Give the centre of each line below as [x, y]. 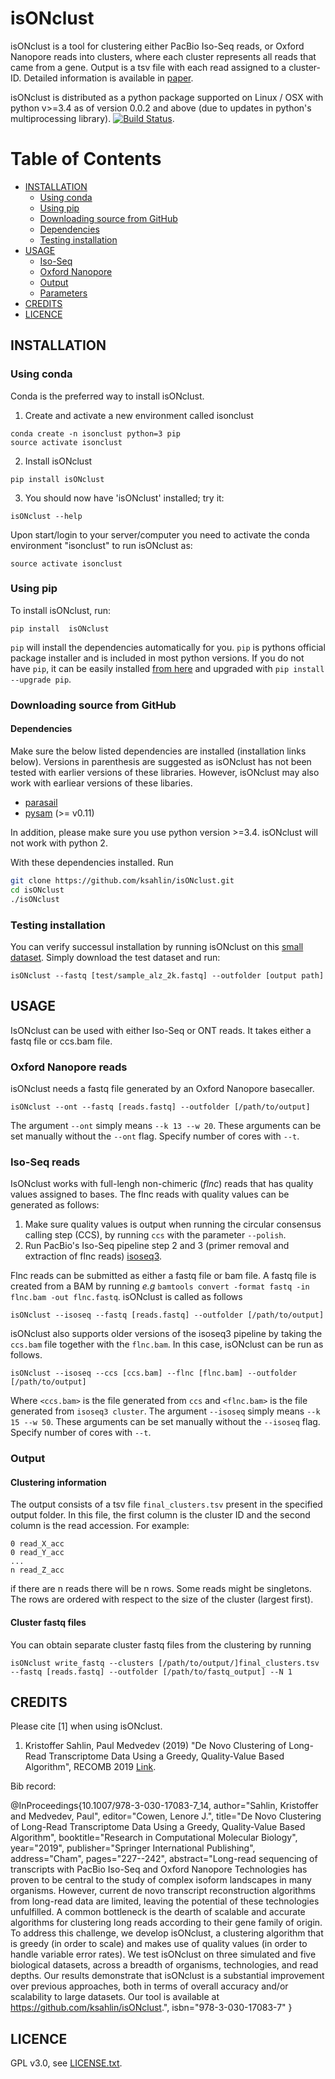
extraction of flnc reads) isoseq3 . [93, 1256]
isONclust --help [46, 516]
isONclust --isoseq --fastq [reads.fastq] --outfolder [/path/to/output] [167, 1315]
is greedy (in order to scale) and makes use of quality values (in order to [159, 1944]
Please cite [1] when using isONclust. [86, 1726]
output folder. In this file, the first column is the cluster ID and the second [160, 1515]
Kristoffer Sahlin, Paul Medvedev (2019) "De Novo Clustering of [155, 1746]
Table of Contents [86, 159]
